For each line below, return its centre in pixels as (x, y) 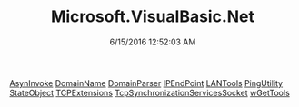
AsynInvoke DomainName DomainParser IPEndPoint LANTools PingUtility (146, 83)
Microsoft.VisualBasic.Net (153, 17)
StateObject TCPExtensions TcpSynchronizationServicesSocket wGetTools (150, 92)
